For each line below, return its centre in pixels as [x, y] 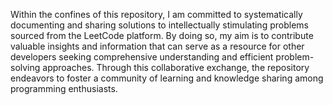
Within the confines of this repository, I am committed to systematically [156, 14]
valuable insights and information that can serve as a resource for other [157, 46]
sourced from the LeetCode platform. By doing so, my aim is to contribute [162, 35]
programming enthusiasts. [64, 88]
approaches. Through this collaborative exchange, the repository [176, 67]
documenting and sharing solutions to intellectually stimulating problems [159, 25]
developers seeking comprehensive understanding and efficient [142, 57]
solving [25, 67]
